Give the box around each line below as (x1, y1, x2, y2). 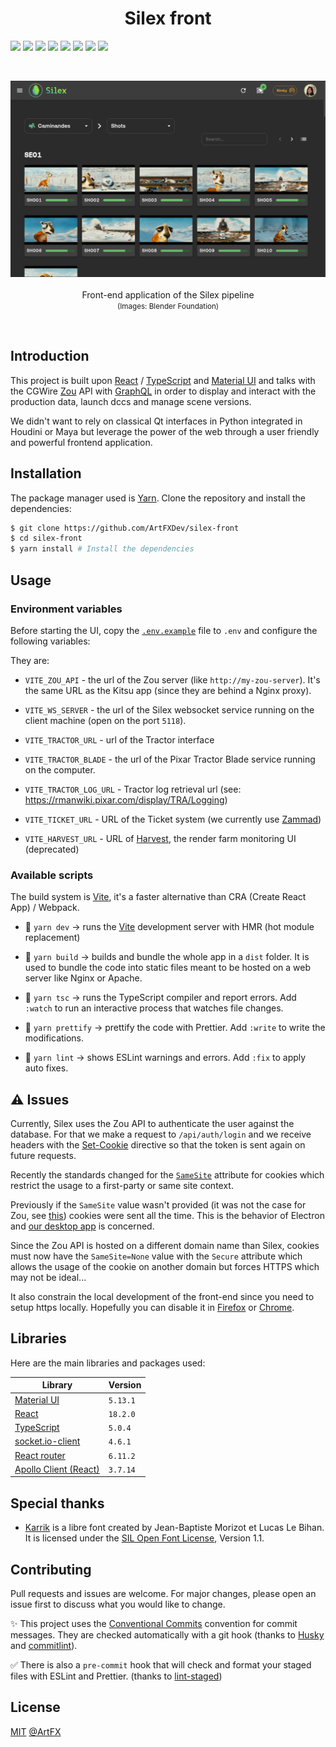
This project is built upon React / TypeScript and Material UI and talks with (10, 374, 316, 386)
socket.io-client (14, 1435, 81, 1447)
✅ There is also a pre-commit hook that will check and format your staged (10, 1658, 312, 1671)
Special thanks (10, 1495, 105, 1512)
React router (14, 1449, 66, 1461)
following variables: (10, 635, 91, 647)
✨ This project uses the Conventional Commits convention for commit (10, 1617, 298, 1629)
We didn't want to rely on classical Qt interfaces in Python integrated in (10, 415, 303, 427)
